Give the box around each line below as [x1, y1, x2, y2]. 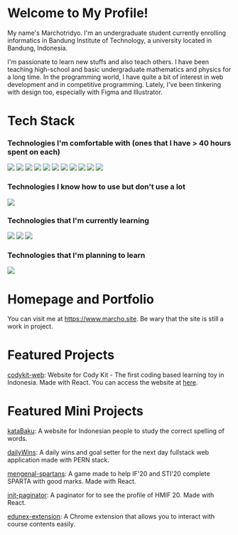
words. [7, 435, 28, 443]
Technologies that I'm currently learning [7, 215, 149, 225]
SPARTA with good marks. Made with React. [7, 477, 136, 486]
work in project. [7, 322, 53, 331]
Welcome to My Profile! [7, 5, 148, 21]
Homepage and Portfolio [7, 291, 154, 307]
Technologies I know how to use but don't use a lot [7, 182, 186, 192]
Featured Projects [7, 347, 115, 363]
